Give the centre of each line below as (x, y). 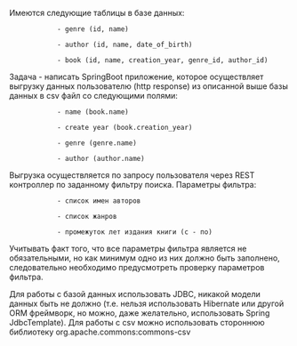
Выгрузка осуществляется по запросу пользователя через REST (132, 175)
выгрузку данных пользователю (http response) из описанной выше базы (149, 86)
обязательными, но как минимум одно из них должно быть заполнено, (144, 258)
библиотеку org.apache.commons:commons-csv (100, 332)
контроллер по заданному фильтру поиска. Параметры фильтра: (133, 185)
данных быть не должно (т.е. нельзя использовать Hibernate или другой (147, 303)
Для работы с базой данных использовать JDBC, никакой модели (135, 294)
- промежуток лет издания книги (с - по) (135, 232)
